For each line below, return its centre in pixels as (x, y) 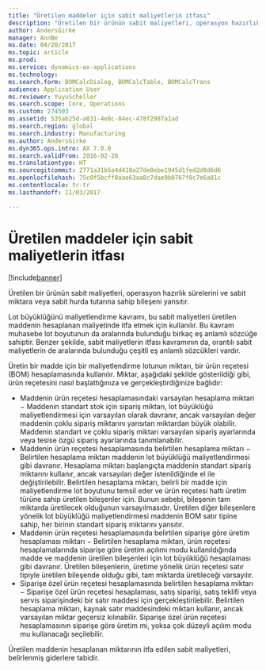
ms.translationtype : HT (47, 163)
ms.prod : (23, 60)
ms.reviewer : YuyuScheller (53, 97)
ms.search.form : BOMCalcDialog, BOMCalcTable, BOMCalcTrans (110, 82)
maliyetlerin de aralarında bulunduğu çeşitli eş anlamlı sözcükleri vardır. (125, 350)
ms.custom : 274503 (38, 112)
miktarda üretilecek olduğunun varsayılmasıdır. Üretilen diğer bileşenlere (137, 507)
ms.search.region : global (51, 126)
